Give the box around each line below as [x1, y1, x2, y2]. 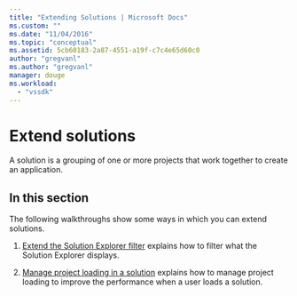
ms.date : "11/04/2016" [9, 29, 93, 38]
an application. [9, 164, 64, 175]
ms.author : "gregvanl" [9, 63, 93, 72]
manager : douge [9, 71, 66, 80]
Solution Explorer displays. [21, 250, 120, 260]
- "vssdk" [17, 87, 53, 96]
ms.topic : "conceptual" [9, 37, 98, 47]
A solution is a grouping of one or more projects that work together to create [9, 155, 288, 165]
